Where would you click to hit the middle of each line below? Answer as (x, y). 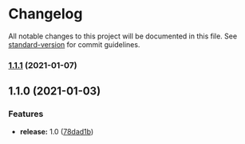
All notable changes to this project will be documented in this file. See (123, 36)
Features (26, 114)
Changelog (45, 14)
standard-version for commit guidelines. (74, 44)
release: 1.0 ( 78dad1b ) (57, 131)
